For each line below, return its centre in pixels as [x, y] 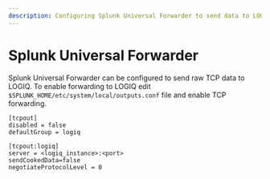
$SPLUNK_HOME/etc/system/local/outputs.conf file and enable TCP [117, 95]
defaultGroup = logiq [45, 132]
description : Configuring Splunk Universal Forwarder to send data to [129, 16]
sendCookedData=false [45, 160]
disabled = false [37, 125]
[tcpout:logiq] [34, 146]
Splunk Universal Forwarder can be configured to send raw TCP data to [127, 78]
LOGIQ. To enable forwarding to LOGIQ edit [80, 86]
